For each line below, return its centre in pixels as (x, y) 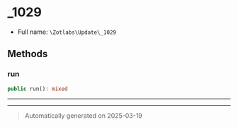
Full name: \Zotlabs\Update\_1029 (67, 32)
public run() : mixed (38, 89)
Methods (28, 54)
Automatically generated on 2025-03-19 (84, 115)
